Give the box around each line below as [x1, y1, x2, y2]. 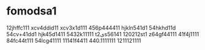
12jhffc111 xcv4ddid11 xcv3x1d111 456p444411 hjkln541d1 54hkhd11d [6, 24, 176, 31]
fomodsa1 [6, 4, 57, 18]
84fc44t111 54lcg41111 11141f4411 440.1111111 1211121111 [6, 37, 141, 44]
